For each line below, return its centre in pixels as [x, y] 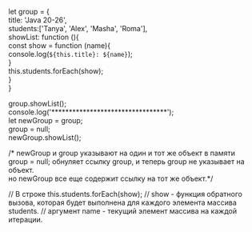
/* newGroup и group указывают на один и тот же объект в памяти [122, 153]
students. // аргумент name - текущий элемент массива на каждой [123, 211]
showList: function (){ [44, 37]
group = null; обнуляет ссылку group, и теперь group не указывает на [127, 162]
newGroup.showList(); [45, 138]
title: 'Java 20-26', [38, 20]
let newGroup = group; [46, 120]
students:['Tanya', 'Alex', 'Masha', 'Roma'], [78, 28]
